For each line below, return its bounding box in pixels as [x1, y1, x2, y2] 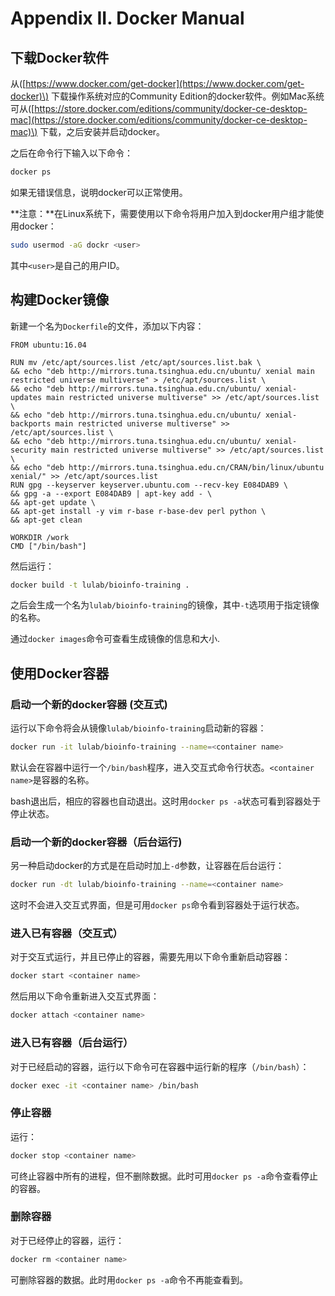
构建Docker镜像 [10, 292, 110, 309]
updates [10, 392, 43, 402]
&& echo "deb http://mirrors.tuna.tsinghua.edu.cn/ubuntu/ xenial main [10, 366, 315, 376]
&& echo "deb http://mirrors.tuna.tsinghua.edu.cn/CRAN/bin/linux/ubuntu [10, 462, 325, 472]
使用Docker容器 [10, 665, 110, 682]
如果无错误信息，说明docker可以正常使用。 [10, 186, 188, 198]
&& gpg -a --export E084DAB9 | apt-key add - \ [10, 488, 213, 499]
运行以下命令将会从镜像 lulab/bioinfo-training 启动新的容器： [10, 722, 267, 734]
